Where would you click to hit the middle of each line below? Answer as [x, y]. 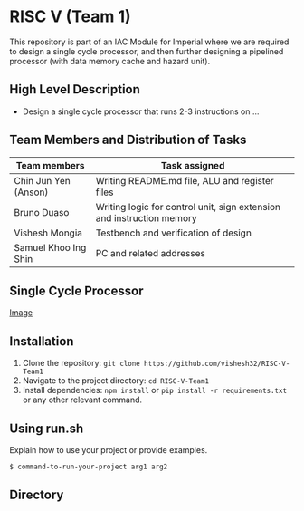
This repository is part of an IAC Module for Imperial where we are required [149, 42]
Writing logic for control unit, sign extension [188, 207]
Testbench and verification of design [173, 233]
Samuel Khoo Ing [50, 247]
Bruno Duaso [42, 212]
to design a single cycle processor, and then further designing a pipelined [147, 51]
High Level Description [75, 89]
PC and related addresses [150, 253]
